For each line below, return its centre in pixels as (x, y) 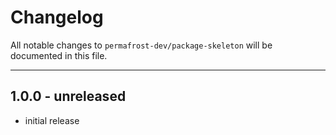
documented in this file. (59, 55)
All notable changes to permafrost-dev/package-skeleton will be (141, 45)
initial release (52, 120)
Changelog (57, 17)
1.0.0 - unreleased (68, 96)
